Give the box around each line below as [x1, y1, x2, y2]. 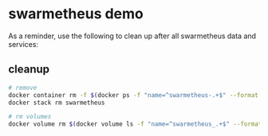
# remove [8, 84, 37, 91]
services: [8, 39, 38, 49]
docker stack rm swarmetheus [8, 99, 105, 107]
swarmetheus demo [8, 5, 144, 23]
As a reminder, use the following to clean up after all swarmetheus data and [8, 31, 257, 41]
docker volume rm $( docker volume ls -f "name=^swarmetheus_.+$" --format [8, 120, 262, 128]
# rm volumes [8, 113, 52, 121]
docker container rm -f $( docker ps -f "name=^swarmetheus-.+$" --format [8, 91, 259, 99]
